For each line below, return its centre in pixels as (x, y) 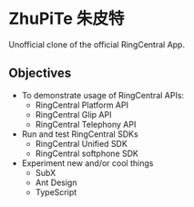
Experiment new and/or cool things (87, 163)
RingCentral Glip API (73, 114)
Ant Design (56, 182)
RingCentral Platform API (82, 105)
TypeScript (56, 191)
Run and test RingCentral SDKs (80, 134)
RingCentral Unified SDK (82, 143)
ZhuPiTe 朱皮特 (66, 19)
